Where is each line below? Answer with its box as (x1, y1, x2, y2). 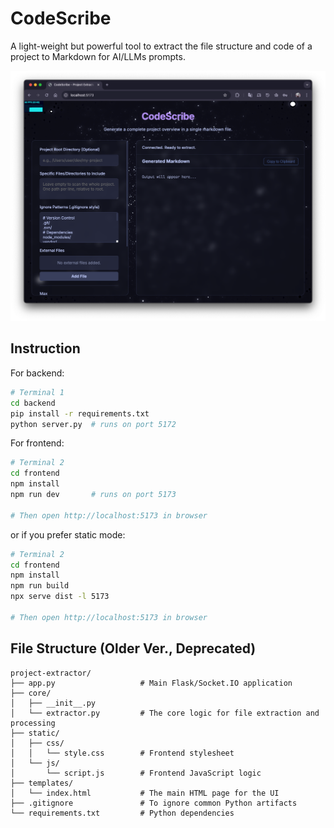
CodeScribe (10, 7, 112, 30)
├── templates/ (10, 778, 74, 788)
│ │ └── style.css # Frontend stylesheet (10, 748, 235, 758)
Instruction (10, 340, 81, 357)
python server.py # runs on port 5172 (10, 419, 177, 429)
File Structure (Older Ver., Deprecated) (10, 640, 257, 657)
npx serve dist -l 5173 (10, 592, 110, 602)
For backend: (10, 367, 65, 379)
